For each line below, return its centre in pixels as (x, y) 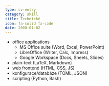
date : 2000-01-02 (23, 28)
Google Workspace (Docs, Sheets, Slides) (62, 57)
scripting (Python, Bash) (36, 79)
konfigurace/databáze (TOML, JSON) (50, 73)
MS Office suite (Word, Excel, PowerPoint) (62, 47)
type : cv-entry (21, 10)
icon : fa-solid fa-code (29, 23)
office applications (31, 42)
